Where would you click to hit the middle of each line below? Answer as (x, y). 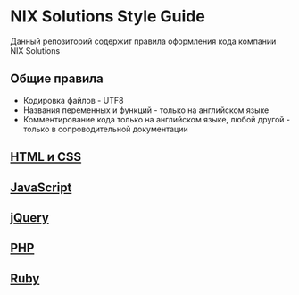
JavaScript (41, 187)
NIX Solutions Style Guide (108, 17)
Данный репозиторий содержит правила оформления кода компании (143, 41)
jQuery (30, 218)
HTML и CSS (46, 157)
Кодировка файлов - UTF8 (73, 100)
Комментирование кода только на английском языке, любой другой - (157, 119)
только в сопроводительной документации (105, 129)
